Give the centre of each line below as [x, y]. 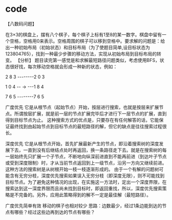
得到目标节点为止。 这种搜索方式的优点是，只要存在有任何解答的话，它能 [82, 120]
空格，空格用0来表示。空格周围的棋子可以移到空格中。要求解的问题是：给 [87, 41]
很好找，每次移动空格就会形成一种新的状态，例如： [63, 67]
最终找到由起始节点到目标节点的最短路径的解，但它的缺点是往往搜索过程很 [88, 126]
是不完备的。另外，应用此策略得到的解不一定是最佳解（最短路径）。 [80, 194]
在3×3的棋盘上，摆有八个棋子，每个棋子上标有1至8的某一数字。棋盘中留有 [84, 34]
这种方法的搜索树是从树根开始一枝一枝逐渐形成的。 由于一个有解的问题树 [82, 169]
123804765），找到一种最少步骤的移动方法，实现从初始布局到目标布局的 [81, 54]
